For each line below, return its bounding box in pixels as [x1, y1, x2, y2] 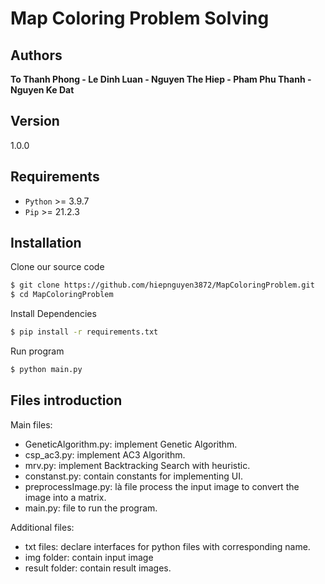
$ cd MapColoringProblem [10, 290, 114, 300]
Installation [10, 235, 82, 252]
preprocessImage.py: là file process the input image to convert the [24, 480, 300, 492]
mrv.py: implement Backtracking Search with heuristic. [24, 459, 251, 471]
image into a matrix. [24, 491, 107, 503]
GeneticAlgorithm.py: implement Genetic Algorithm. [24, 438, 238, 450]
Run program [10, 345, 65, 357]
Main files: [10, 418, 53, 431]
